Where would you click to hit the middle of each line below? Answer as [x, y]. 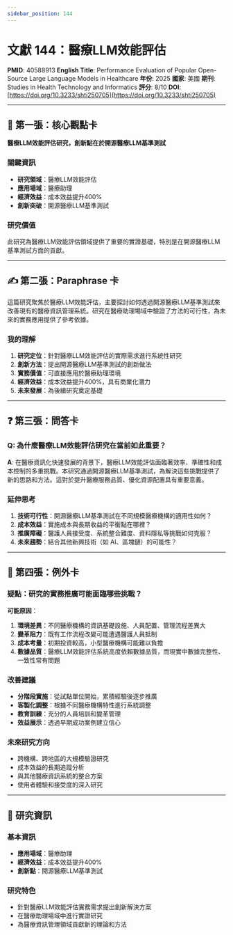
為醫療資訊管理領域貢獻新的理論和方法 [72, 925]
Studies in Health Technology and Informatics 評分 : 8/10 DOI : [94, 87]
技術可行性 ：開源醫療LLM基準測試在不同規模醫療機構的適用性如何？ [115, 516]
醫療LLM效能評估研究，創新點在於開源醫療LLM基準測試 [87, 143]
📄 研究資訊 [29, 815]
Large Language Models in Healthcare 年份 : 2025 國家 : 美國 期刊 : [122, 78]
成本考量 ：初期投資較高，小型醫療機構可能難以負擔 [90, 643]
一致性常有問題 [38, 660]
